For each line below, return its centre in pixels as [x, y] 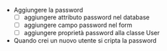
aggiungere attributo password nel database [87, 17]
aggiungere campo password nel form [78, 25]
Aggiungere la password [48, 10]
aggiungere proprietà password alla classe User [92, 33]
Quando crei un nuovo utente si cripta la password [85, 41]
